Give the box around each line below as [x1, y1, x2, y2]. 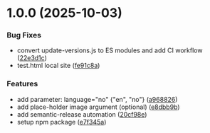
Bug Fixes [6, 30, 42, 40]
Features [6, 79, 38, 89]
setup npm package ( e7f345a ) [16, 117, 107, 126]
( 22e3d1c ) [16, 54, 48, 62]
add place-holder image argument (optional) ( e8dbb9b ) [16, 103, 180, 111]
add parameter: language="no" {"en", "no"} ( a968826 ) [16, 95, 178, 103]
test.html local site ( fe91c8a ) [16, 62, 100, 70]
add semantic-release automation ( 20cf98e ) [16, 110, 147, 118]
